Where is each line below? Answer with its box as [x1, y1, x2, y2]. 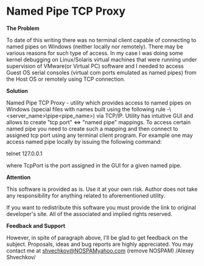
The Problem [6, 24, 40, 32]
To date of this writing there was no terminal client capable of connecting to [6, 36, 197, 43]
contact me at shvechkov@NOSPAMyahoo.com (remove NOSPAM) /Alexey [6, 246, 195, 254]
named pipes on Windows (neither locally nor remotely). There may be [6, 43, 184, 50]
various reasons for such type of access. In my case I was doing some [6, 49, 183, 56]
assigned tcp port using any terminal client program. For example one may [6, 131, 193, 139]
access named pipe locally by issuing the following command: [6, 138, 162, 145]
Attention [6, 173, 31, 181]
